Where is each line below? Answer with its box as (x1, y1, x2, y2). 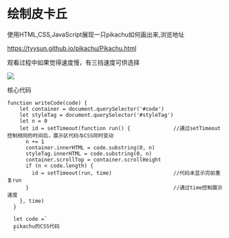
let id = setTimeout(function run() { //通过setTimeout (19, 125, 221, 131)
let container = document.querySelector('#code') (19, 105, 165, 112)
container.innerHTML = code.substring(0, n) (25, 144, 155, 151)
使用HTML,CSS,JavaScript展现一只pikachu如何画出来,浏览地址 (7, 30, 184, 39)
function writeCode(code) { (7, 99, 88, 107)
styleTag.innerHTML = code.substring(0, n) (25, 150, 153, 157)
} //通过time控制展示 (25, 184, 223, 191)
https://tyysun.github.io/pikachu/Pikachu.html (7, 44, 137, 52)
